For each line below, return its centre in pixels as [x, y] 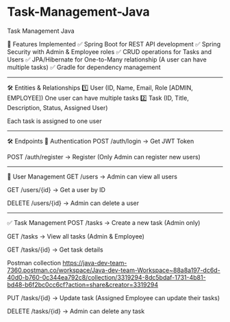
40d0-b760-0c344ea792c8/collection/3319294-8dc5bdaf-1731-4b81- [107, 277]
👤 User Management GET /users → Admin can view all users [92, 176]
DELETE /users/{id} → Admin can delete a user [73, 203]
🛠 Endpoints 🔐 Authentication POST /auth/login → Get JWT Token [101, 141]
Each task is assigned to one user [54, 121]
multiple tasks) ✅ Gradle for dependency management [84, 67]
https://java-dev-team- [95, 263]
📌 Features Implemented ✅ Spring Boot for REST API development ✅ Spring [114, 44]
